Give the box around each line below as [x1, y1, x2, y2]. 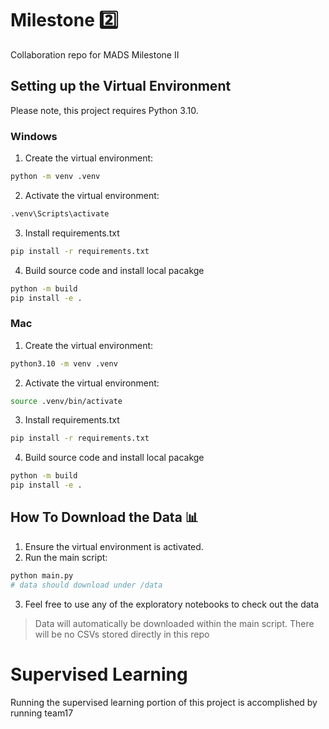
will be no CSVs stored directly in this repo [34, 628, 210, 640]
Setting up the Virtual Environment [10, 78, 232, 95]
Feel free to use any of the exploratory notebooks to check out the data [24, 598, 320, 610]
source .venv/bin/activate [10, 396, 123, 406]
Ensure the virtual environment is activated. [24, 540, 204, 552]
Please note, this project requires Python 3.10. [10, 104, 199, 116]
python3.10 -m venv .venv [10, 358, 118, 369]
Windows [10, 129, 58, 143]
